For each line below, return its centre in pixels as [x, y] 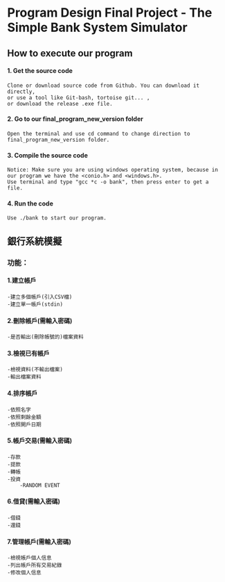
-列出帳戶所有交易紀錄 [35, 565]
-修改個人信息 [24, 573]
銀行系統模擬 [35, 241]
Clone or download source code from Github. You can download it [103, 85]
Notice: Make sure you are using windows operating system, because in [112, 170]
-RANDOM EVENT [40, 485]
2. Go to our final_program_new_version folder [75, 119]
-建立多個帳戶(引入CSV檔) [40, 297]
